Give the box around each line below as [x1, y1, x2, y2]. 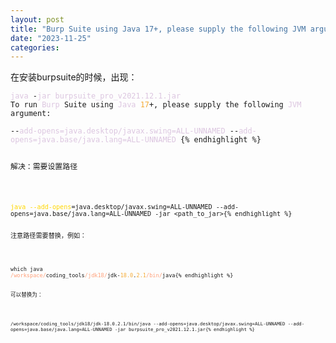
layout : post [10, 14, 65, 25]
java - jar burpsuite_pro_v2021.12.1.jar [10, 91, 182, 101]
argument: [10, 109, 52, 119]
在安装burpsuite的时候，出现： [10, 71, 138, 83]
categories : [10, 42, 60, 53]
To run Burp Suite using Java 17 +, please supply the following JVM [10, 100, 302, 110]
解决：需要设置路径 [10, 162, 78, 172]
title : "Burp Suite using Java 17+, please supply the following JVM [10, 24, 307, 34]
